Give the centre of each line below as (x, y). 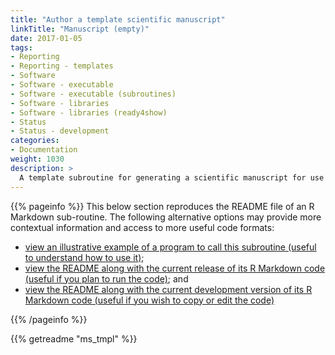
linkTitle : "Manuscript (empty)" (80, 29)
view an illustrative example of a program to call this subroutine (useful (170, 247)
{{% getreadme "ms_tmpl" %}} (74, 338)
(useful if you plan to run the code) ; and (106, 278)
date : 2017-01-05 (46, 38)
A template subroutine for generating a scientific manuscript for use (172, 177)
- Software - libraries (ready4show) (89, 112)
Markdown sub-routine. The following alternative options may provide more (166, 217)
